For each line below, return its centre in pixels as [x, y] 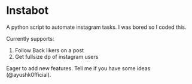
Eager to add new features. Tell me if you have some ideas [78, 68]
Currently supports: [30, 38]
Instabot [28, 10]
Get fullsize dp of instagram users [57, 56]
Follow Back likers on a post [49, 50]
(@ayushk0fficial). [29, 74]
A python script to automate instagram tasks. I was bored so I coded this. [96, 27]
